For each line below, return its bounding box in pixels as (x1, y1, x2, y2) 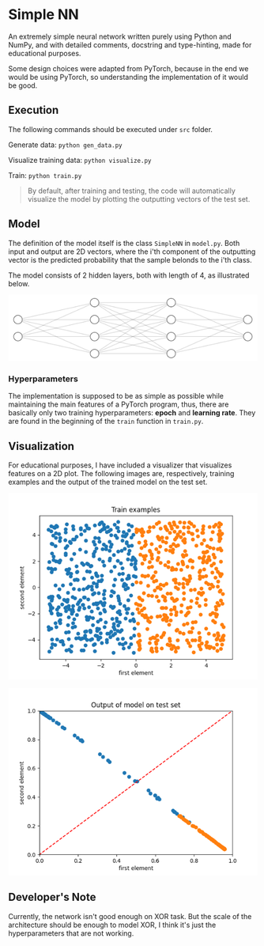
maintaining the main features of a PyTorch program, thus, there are (8, 399, 229, 409)
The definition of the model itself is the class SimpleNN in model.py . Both (8, 238, 240, 248)
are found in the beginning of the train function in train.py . (8, 417, 204, 426)
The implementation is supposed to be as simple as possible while (8, 392, 224, 401)
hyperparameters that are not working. (8, 928, 134, 938)
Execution (8, 104, 59, 117)
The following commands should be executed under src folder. (8, 124, 213, 134)
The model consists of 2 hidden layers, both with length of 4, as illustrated (8, 271, 250, 280)
